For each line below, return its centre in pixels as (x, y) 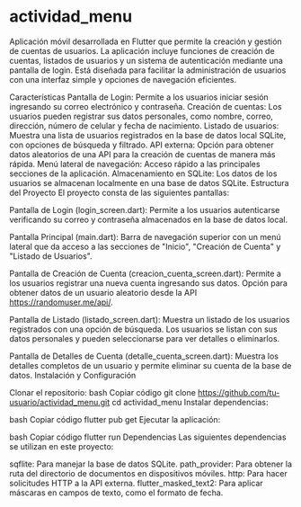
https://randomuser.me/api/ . (62, 302)
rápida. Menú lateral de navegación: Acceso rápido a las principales (135, 164)
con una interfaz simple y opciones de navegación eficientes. (123, 79)
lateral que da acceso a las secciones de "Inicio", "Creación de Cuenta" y (145, 246)
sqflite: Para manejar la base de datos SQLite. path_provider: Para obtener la (151, 464)
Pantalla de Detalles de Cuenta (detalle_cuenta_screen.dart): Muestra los (144, 356)
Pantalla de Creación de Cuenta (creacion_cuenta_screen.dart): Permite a (145, 273)
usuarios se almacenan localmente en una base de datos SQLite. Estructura (149, 182)
